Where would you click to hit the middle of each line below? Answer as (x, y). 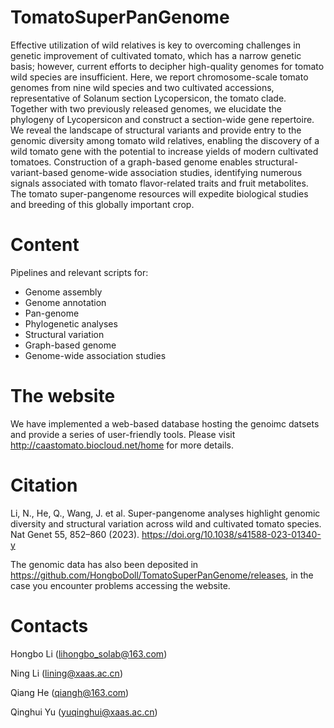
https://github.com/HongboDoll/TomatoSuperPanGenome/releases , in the (162, 575)
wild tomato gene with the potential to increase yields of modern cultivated (164, 151)
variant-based (39, 172)
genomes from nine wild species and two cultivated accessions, (142, 87)
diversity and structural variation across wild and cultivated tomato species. (166, 523)
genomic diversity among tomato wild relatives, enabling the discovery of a (165, 140)
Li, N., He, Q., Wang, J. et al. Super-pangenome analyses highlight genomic (165, 513)
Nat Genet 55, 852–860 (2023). (75, 534)
